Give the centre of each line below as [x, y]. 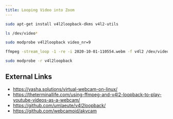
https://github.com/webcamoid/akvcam [55, 111]
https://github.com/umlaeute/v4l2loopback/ [59, 105]
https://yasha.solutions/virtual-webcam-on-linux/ [65, 89]
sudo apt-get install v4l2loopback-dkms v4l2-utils [62, 24]
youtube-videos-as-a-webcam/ [46, 100]
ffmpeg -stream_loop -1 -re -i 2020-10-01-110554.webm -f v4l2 [75, 52]
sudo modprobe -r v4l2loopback [39, 61]
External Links [29, 77]
